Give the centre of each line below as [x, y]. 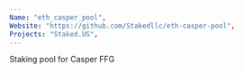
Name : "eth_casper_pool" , [58, 17]
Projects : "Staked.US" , [54, 34]
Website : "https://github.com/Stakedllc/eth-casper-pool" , [122, 26]
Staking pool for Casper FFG [62, 60]
